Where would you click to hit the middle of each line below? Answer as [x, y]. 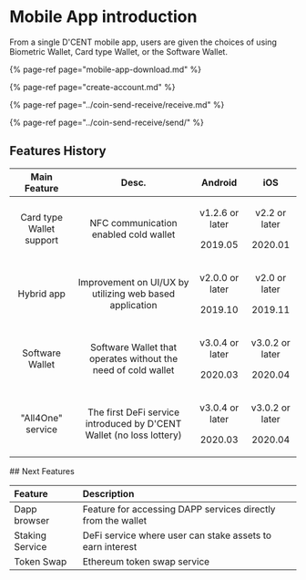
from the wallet [115, 520]
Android [219, 182]
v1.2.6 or [219, 212]
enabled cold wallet [133, 234]
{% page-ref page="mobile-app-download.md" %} [106, 69]
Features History [58, 151]
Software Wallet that [133, 347]
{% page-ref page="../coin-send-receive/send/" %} [107, 122]
